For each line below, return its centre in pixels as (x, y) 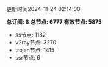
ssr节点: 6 (28, 58)
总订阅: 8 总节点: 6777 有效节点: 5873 (54, 22)
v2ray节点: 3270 (36, 42)
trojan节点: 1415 (35, 50)
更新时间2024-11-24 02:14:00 (43, 9)
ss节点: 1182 (31, 35)
